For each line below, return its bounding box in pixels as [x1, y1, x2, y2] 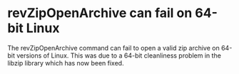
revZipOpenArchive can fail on [7, 5, 193, 21]
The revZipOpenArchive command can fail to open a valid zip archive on [7, 43, 220, 52]
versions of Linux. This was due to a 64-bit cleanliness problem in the [16, 51, 221, 60]
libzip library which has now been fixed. [7, 58, 124, 67]
